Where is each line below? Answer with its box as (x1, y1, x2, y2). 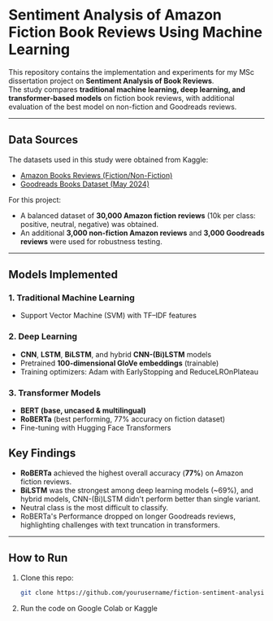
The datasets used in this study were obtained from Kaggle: (8, 155, 209, 164)
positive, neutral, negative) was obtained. (19, 219, 159, 229)
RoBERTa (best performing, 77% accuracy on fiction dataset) (19, 414, 226, 424)
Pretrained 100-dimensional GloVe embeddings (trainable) (19, 358, 219, 368)
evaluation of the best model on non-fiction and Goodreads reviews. (8, 102, 237, 112)
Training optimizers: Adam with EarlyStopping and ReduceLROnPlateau (19, 366, 258, 376)
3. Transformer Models (8, 387, 102, 398)
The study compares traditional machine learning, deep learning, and (8, 84, 245, 94)
